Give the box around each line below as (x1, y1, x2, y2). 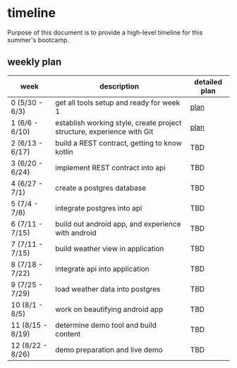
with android (55, 227, 97, 237)
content (55, 329, 81, 338)
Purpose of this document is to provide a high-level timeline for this (7, 28, 203, 37)
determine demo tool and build (55, 320, 157, 330)
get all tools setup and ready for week (55, 97, 181, 107)
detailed (193, 77, 222, 87)
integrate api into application (55, 264, 150, 274)
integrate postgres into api (55, 203, 142, 212)
